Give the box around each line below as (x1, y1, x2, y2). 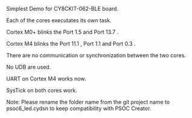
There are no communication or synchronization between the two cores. (6, 52, 186, 59)
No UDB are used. (6, 63, 51, 70)
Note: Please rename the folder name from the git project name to (6, 99, 170, 105)
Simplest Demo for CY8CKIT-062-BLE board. (6, 5, 119, 12)
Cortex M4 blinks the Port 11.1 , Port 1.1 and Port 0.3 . (6, 40, 136, 47)
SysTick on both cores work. (6, 87, 77, 94)
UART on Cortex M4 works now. (6, 75, 86, 82)
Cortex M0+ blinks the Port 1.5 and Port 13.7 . (6, 28, 119, 36)
